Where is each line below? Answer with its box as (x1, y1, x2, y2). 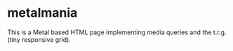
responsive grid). (21, 35, 72, 43)
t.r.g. (213, 28, 227, 36)
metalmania (7, 5, 78, 21)
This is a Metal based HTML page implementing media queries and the (7, 28, 212, 36)
